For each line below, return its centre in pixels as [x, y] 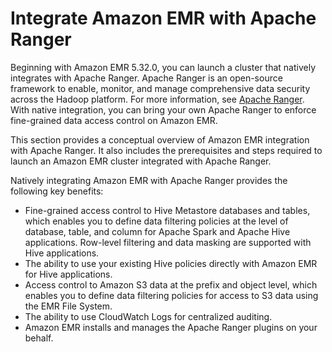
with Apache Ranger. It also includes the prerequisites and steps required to [166, 150]
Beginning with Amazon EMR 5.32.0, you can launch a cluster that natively [163, 67]
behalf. [39, 338]
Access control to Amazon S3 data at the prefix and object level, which [171, 284]
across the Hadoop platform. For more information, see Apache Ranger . [157, 99]
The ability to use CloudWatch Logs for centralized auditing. [148, 316]
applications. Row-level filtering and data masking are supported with [168, 242]
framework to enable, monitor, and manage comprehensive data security [160, 88]
